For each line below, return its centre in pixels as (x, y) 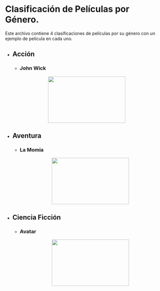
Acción (23, 54)
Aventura (27, 136)
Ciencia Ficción (37, 217)
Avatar (28, 231)
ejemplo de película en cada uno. (39, 39)
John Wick (33, 68)
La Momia (32, 149)
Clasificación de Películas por (67, 9)
